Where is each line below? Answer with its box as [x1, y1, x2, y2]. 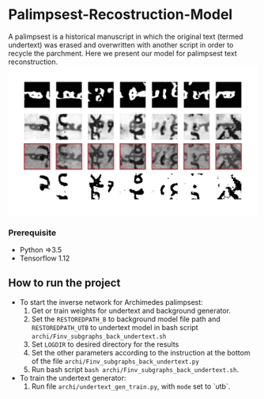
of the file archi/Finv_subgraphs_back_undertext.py [31, 356, 200, 366]
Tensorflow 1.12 [19, 253, 70, 263]
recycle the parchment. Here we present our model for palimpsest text [8, 48, 237, 58]
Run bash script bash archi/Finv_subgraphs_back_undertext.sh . [31, 364, 239, 374]
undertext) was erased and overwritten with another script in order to [8, 40, 234, 49]
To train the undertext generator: [19, 373, 126, 382]
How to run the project [8, 276, 121, 290]
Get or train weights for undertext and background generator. [31, 306, 232, 315]
